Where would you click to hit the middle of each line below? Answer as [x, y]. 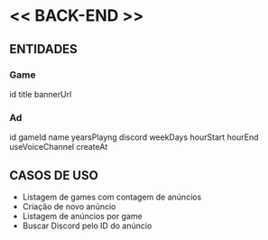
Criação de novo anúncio [69, 206]
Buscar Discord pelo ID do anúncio [87, 226]
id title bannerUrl [41, 94]
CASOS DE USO [54, 175]
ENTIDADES [44, 49]
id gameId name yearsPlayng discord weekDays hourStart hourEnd [134, 137]
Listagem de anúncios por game [82, 216]
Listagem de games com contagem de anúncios [112, 197]
